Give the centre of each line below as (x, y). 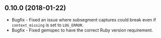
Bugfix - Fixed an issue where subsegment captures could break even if (84, 19)
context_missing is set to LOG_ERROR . (47, 25)
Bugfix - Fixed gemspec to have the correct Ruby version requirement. (82, 30)
